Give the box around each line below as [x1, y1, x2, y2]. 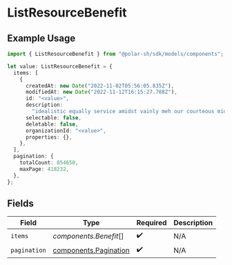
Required [136, 218, 167, 228]
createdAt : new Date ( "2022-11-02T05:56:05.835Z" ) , [25, 82, 175, 89]
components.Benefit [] [52, 231, 124, 241]
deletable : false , [25, 121, 79, 128]
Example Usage [7, 32, 76, 44]
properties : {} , [25, 133, 72, 141]
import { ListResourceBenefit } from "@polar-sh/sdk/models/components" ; [7, 50, 224, 57]
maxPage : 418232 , [19, 166, 70, 173]
